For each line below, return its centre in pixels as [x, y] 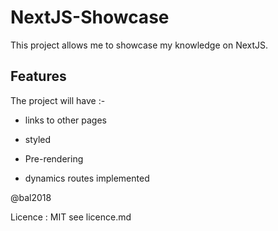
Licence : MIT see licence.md [71, 217]
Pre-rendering [54, 158]
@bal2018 [31, 197]
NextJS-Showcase [90, 17]
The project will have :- [58, 100]
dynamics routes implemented [87, 178]
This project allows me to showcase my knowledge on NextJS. [139, 45]
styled [38, 139]
